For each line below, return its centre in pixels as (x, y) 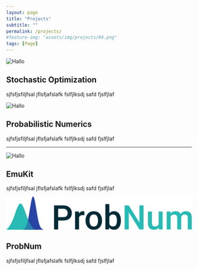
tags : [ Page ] (22, 44)
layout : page (22, 12)
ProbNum (24, 247)
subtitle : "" (22, 25)
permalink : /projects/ (34, 31)
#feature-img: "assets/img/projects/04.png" (62, 38)
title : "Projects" (29, 19)
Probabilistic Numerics (49, 124)
